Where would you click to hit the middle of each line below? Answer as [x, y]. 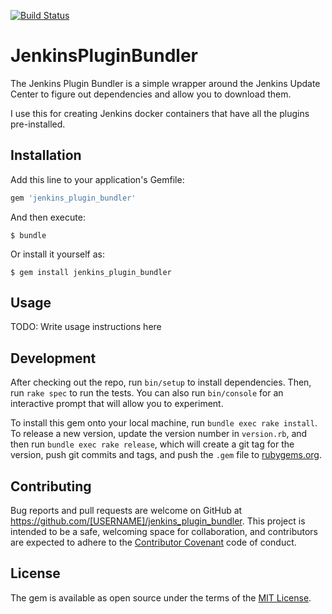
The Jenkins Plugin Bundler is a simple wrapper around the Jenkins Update [165, 83]
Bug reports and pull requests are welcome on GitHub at [126, 511]
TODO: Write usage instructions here [86, 327]
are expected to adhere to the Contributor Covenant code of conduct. [153, 542]
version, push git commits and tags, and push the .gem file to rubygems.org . [166, 455]
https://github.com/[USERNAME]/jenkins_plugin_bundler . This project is [158, 521]
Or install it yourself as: [57, 254]
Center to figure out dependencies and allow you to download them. [151, 94]
